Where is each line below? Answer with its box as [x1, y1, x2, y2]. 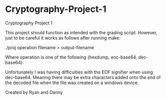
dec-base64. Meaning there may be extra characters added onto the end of [5, 74, 161, 80]
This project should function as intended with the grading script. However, [5, 29, 158, 35]
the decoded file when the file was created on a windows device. [5, 80, 139, 86]
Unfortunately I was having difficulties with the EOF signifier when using [5, 69, 153, 75]
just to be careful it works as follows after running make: [5, 35, 121, 41]
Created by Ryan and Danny [5, 89, 63, 95]
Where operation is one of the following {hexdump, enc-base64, [5, 54, 138, 60]
